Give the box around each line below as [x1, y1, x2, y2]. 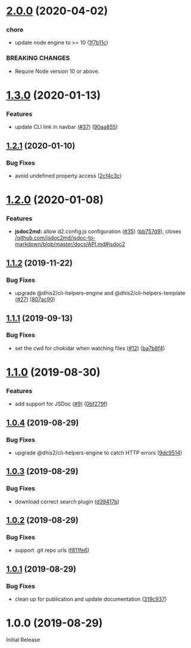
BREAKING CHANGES [6, 54, 70, 62]
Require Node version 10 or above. [14, 67, 100, 75]
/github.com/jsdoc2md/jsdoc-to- [14, 234, 96, 241]
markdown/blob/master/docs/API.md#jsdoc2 [14, 241, 126, 248]
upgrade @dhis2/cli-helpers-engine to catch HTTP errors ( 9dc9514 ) [14, 449, 183, 456]
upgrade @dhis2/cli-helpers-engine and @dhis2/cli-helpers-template [14, 290, 186, 297]
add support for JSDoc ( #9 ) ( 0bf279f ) [14, 400, 108, 407]
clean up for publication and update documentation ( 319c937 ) [14, 595, 167, 603]
